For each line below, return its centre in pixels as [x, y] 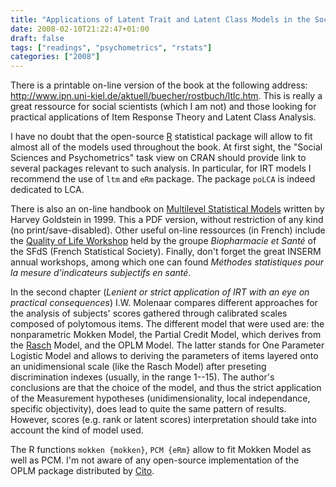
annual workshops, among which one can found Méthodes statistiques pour [167, 262]
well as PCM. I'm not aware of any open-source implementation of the [155, 460]
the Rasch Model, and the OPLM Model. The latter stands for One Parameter [167, 345]
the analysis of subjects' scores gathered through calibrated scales [149, 313]
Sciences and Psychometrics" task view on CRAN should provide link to [158, 158]
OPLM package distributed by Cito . [82, 471]
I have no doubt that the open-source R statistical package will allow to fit [161, 137]
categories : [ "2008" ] [55, 57]
